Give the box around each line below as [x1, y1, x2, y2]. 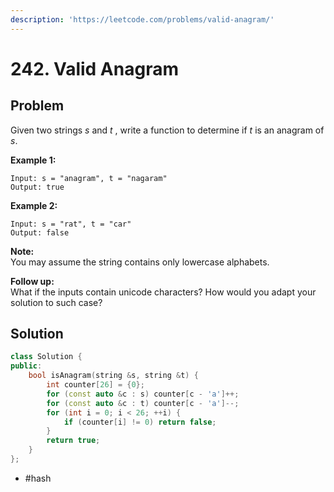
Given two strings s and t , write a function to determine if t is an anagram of [10, 124, 325, 136]
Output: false [10, 227, 70, 238]
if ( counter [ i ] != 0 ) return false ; [63, 417, 217, 427]
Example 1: [10, 154, 57, 166]
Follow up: [10, 275, 55, 287]
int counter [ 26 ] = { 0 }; [46, 380, 145, 390]
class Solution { [10, 352, 83, 362]
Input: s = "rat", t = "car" [10, 219, 132, 229]
